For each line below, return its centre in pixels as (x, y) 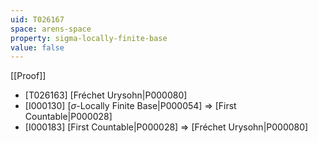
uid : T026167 (37, 19)
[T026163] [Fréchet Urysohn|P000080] (106, 95)
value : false (37, 47)
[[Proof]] (28, 76)
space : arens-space (51, 29)
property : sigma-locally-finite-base (89, 38)
